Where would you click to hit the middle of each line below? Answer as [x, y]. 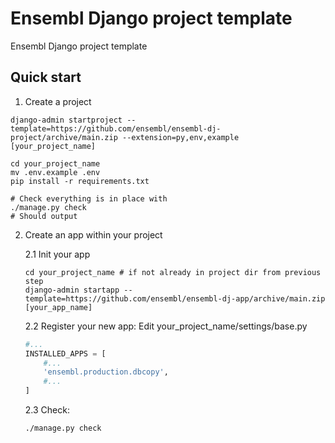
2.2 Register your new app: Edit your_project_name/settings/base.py [166, 326]
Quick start [46, 77]
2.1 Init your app [57, 254]
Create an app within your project [93, 234]
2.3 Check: [47, 410]
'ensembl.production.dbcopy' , [106, 372]
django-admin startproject [66, 120]
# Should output [44, 216]
